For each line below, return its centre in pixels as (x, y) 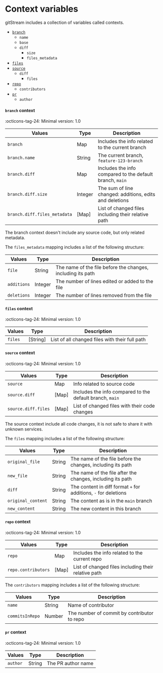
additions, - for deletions (98, 493)
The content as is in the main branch (111, 501)
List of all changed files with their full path (98, 339)
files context (19, 308)
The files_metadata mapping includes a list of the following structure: (75, 247)
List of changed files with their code (114, 406)
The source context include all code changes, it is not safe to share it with (79, 424)
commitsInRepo (24, 616)
